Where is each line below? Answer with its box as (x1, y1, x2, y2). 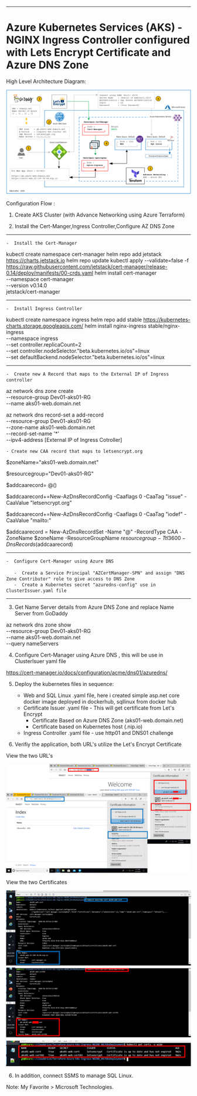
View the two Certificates (6, 878, 67, 885)
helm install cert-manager (94, 269, 157, 277)
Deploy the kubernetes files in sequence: (14, 681, 114, 688)
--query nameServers (6, 640, 59, 647)
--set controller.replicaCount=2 (6, 341, 82, 348)
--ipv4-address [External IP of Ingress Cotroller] (6, 437, 123, 444)
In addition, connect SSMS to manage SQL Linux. (14, 1072, 134, 1080)
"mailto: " (30, 517, 52, 524)
